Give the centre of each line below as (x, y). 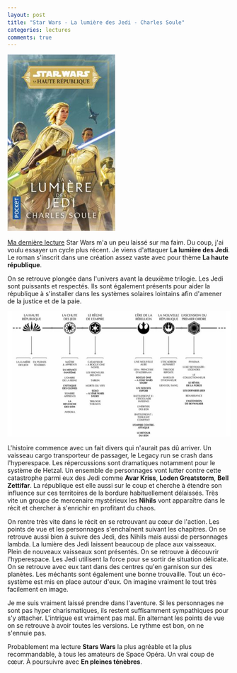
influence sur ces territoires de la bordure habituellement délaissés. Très (113, 493)
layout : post (27, 15)
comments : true (30, 37)
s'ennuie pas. (27, 633)
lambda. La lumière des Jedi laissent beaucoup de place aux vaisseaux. (112, 544)
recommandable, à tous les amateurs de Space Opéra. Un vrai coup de (111, 654)
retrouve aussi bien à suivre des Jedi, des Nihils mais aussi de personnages (118, 537)
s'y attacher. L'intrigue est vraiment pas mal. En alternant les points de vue (116, 618)
